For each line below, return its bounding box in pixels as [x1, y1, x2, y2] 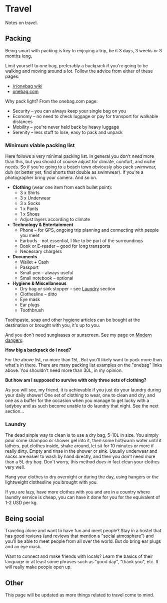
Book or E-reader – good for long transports [19, 243, 111, 249]
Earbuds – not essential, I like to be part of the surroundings [19, 238, 143, 244]
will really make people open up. [5, 564, 72, 570]
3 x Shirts [19, 189, 40, 196]
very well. [5, 464, 25, 470]
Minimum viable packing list [5, 142, 75, 149]
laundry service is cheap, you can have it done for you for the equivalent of [5, 494, 160, 500]
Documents [12, 254, 37, 260]
